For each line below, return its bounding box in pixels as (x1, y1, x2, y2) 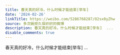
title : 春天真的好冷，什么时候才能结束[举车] (5, 7, 89, 12)
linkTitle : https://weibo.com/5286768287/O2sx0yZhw (5, 16, 115, 21)
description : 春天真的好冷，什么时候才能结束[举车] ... (5, 26, 113, 31)
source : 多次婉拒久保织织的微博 (5, 21, 64, 26)
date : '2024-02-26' (5, 12, 46, 17)
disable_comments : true (5, 30, 55, 35)
